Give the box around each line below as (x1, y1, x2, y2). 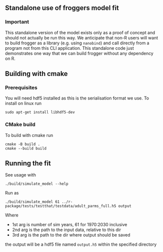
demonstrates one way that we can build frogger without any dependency (5, 50, 154, 56)
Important (5, 19, 29, 25)
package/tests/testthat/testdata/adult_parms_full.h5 (5, 204, 117, 209)
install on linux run (5, 100, 42, 106)
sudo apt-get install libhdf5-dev (5, 110, 75, 115)
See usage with (5, 172, 36, 178)
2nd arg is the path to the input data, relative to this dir (12, 227, 121, 233)
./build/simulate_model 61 (5, 199, 60, 204)
